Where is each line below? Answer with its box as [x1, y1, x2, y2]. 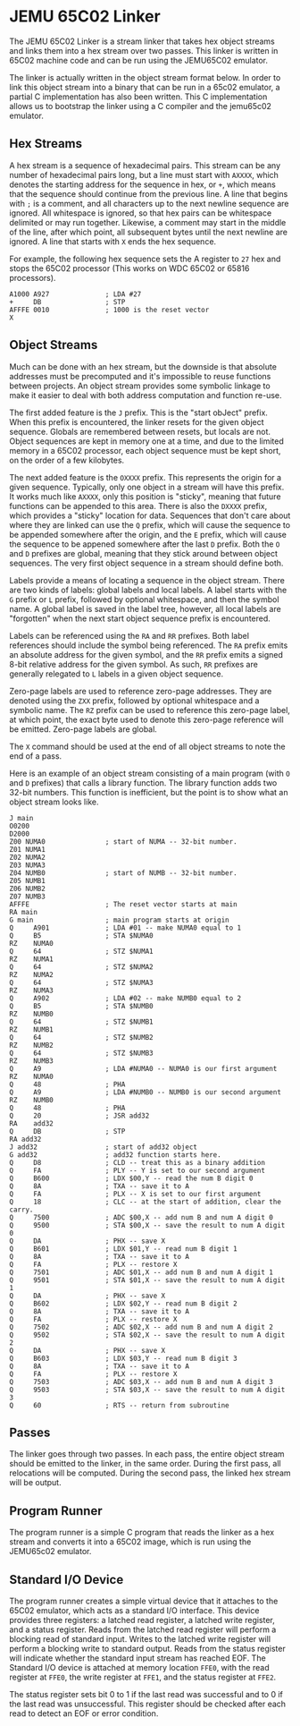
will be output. [9, 1477, 62, 1488]
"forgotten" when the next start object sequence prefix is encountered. [9, 613, 271, 624]
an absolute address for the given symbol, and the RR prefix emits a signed [9, 649, 284, 659]
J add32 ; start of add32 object [9, 1143, 198, 1152]
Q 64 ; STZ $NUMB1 [9, 1017, 154, 1026]
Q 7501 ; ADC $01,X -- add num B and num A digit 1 [9, 1268, 274, 1277]
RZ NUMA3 [9, 986, 54, 995]
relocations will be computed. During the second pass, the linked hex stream [9, 1467, 292, 1478]
